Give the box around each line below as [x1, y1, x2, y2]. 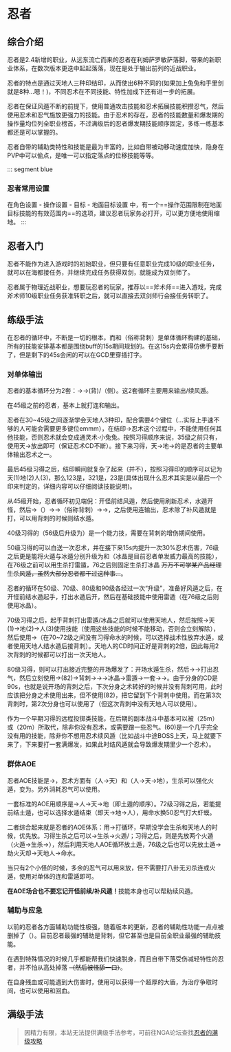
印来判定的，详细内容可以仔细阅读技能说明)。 [7, 483, 136, 491]
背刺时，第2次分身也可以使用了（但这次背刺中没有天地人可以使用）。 [7, 700, 201, 708]
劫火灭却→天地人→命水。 [7, 848, 79, 857]
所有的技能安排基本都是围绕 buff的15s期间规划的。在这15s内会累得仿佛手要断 [7, 342, 224, 350]
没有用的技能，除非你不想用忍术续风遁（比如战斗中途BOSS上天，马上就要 [7, 732, 217, 740]
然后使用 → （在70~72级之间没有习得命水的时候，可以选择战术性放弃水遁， [7, 633, 218, 642]
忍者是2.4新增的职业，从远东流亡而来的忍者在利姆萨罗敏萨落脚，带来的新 [7, 56, 215, 64]
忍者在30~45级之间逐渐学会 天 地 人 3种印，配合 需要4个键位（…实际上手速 [7, 416, 214, 425]
